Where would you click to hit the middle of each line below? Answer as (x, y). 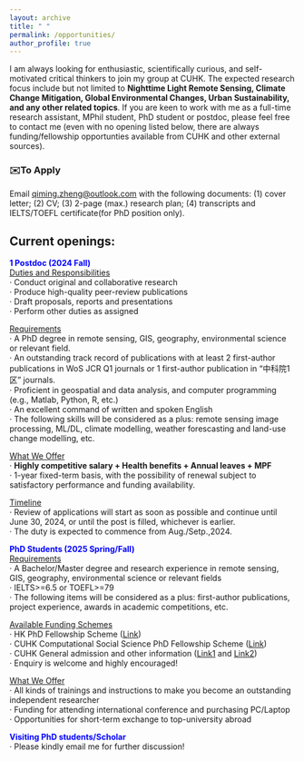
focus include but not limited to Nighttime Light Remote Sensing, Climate (147, 88)
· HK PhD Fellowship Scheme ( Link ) (76, 634)
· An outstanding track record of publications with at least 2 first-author (142, 358)
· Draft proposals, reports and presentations (91, 301)
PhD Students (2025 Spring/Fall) (72, 549)
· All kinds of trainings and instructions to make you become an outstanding (151, 690)
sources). (27, 146)
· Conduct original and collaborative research (94, 282)
